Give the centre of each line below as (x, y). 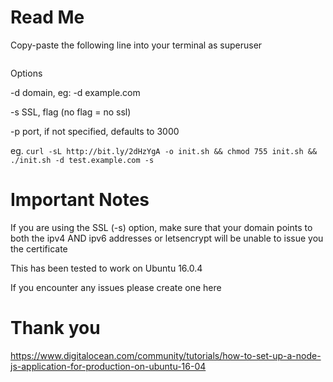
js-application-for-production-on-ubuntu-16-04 (108, 366)
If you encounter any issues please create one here (116, 287)
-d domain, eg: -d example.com (75, 92)
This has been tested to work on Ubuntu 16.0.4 (106, 268)
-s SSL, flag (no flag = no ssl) (71, 112)
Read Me (47, 17)
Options (26, 73)
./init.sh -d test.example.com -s (82, 160)
